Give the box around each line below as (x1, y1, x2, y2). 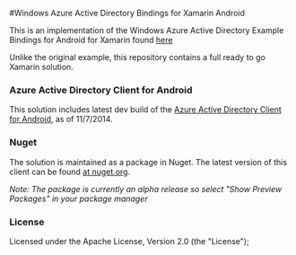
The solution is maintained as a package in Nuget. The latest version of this (9, 156, 288, 167)
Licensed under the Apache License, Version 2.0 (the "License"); (9, 235, 249, 246)
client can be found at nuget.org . (9, 166, 131, 177)
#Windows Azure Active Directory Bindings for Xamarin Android (9, 8, 245, 18)
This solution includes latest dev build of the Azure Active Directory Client (9, 104, 283, 115)
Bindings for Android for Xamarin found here (9, 35, 173, 45)
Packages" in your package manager (9, 193, 148, 204)
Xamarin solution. (9, 62, 74, 72)
